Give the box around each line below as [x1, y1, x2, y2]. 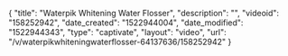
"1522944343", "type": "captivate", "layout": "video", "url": [8, 27, 227, 37]
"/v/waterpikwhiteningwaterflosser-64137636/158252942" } [8, 36, 232, 47]
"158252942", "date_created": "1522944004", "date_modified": [8, 17, 244, 28]
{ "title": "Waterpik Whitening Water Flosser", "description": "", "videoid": [8, 8, 280, 18]
